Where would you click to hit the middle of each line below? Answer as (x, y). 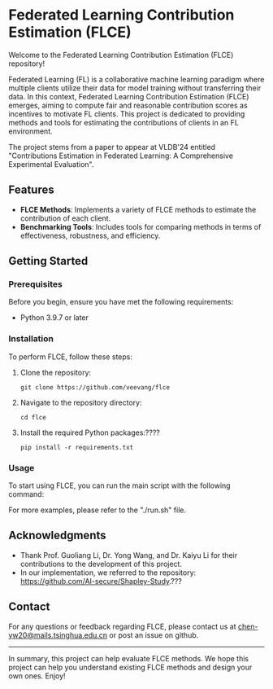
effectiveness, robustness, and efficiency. (90, 235)
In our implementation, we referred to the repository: (108, 573)
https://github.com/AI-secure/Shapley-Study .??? (101, 581)
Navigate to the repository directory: (81, 402)
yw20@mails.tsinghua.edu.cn (58, 635)
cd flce (33, 417)
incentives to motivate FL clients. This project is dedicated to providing (127, 114)
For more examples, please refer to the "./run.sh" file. (97, 510)
